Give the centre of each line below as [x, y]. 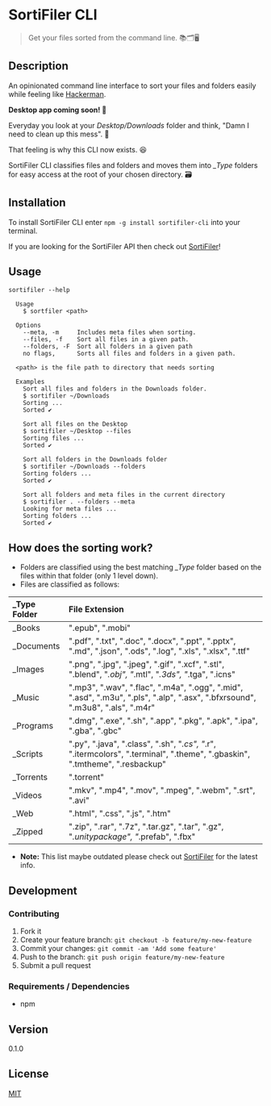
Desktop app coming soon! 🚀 [58, 110]
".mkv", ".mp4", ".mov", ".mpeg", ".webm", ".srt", [162, 791]
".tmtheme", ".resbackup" [117, 764]
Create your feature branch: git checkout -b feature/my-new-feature [136, 939]
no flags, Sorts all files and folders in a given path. [129, 354]
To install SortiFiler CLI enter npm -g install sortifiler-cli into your [124, 222]
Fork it [31, 931]
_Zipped [27, 832]
